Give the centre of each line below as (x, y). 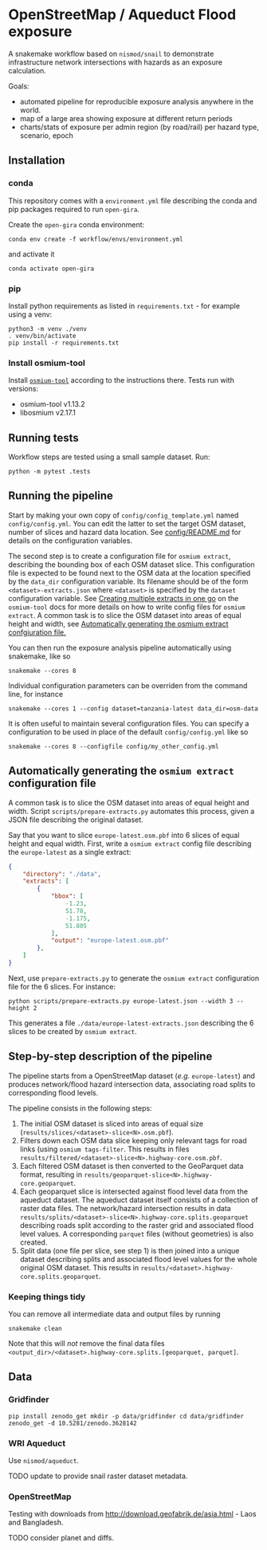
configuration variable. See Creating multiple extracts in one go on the (124, 598)
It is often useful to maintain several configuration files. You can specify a (129, 723)
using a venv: (30, 314)
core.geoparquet (47, 1183)
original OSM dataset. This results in (79, 1267)
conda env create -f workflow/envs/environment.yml (96, 239)
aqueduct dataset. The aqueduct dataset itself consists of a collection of (139, 1200)
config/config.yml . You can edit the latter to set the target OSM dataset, (127, 523)
